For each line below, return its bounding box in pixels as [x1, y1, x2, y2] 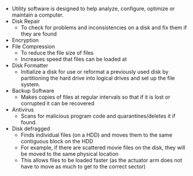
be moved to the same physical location [20, 150, 119, 157]
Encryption [11, 37, 39, 43]
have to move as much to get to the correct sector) [20, 163, 146, 170]
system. [20, 81, 41, 88]
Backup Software [11, 87, 55, 94]
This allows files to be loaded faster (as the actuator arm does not [20, 157, 183, 164]
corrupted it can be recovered [20, 100, 95, 106]
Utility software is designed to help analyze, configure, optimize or [11, 5, 175, 12]
